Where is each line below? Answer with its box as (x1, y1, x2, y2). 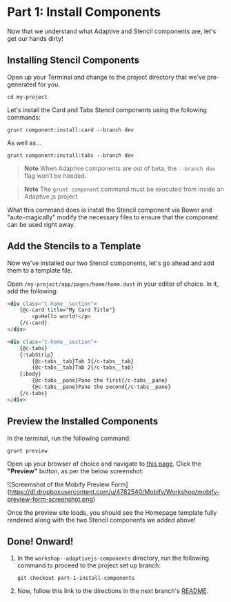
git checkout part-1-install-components (17, 575, 135, 582)
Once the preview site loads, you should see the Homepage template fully (7, 508, 217, 516)
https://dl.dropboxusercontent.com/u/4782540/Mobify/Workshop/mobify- (9, 487, 220, 495)
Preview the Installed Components (7, 416, 159, 428)
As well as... (7, 138, 41, 147)
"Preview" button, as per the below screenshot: (7, 466, 144, 475)
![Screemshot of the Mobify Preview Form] (7, 480, 129, 489)
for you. (37, 80, 61, 89)
